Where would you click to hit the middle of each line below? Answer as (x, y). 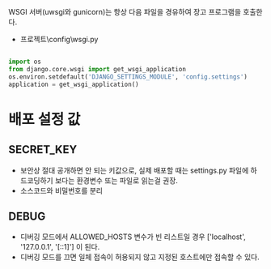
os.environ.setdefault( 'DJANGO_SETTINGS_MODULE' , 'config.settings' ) (128, 77)
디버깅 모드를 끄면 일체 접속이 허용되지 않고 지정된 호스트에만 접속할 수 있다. (140, 257)
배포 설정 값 (44, 119)
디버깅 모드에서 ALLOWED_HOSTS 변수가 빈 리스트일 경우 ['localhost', (133, 237)
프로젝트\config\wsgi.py (59, 39)
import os (25, 62)
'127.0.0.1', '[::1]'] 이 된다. (60, 247)
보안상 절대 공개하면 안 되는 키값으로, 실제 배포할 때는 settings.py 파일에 (134, 170)
